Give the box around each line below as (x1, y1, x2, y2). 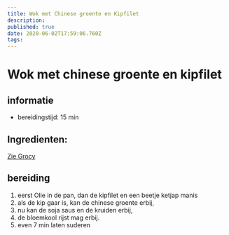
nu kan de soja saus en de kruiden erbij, (17, 206, 133, 214)
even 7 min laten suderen (17, 220, 91, 229)
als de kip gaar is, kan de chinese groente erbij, (17, 198, 154, 207)
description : (7, 17, 46, 24)
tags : (7, 36, 23, 43)
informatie (7, 94, 54, 106)
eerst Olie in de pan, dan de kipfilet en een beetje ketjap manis (17, 191, 198, 199)
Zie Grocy (7, 152, 36, 160)
